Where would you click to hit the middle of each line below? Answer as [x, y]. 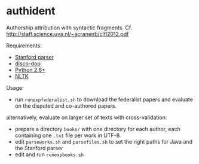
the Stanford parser [39, 148]
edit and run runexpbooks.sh [49, 154]
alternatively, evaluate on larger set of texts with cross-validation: [87, 117]
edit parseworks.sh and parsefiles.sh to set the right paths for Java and [104, 141]
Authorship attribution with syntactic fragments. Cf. [69, 28]
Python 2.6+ [30, 69]
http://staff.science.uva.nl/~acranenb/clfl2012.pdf [68, 34]
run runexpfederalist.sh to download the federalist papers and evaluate [104, 99]
